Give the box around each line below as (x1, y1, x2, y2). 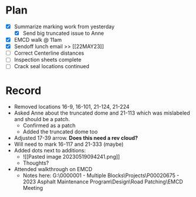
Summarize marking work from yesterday (14, 23, 115, 30)
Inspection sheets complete (14, 56, 82, 64)
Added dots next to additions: (14, 147, 86, 154)
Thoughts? (22, 159, 49, 166)
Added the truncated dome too (22, 128, 98, 135)
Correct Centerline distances (14, 49, 85, 56)
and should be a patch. (14, 116, 70, 123)
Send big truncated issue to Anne (22, 30, 104, 36)
